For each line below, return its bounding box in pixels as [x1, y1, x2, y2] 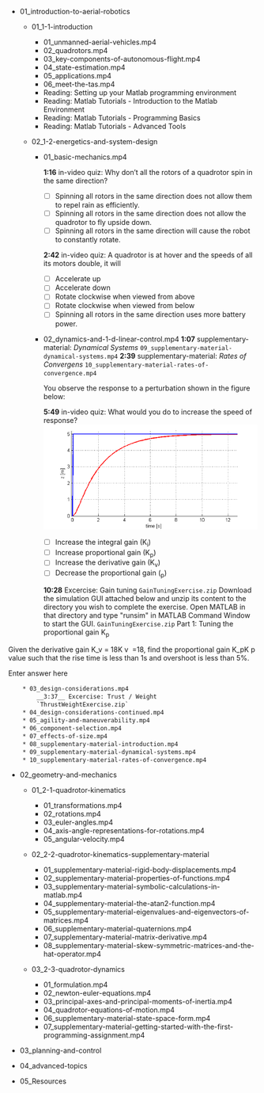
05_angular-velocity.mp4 [43, 834, 125, 844]
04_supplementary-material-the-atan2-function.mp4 [43, 898, 216, 908]
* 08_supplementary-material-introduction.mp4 [22, 740, 179, 748]
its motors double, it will [43, 259, 121, 268]
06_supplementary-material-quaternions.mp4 [43, 924, 192, 933]
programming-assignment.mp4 [43, 1030, 145, 1040]
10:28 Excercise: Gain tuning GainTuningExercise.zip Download [43, 585, 252, 595]
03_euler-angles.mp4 [43, 817, 113, 827]
